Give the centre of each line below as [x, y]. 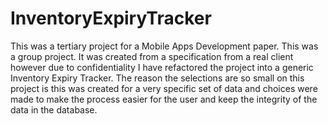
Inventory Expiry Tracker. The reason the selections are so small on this [157, 78]
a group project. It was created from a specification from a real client [152, 56]
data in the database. [54, 109]
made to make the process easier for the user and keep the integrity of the [164, 99]
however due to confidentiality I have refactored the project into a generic [162, 67]
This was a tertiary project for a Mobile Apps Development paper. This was [164, 46]
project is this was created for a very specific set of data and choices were [164, 88]
